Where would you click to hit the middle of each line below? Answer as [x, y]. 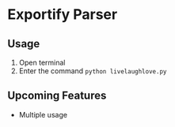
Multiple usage [43, 114]
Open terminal [42, 62]
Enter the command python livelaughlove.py [93, 71]
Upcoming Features [57, 96]
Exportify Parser [63, 15]
